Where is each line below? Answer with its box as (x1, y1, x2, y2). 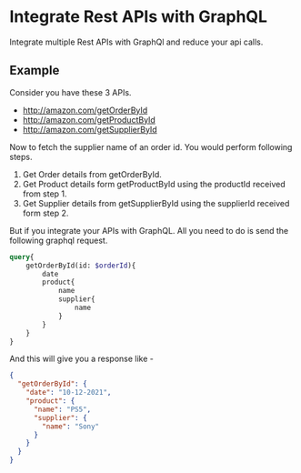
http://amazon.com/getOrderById (22, 105, 148, 116)
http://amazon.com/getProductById (22, 114, 156, 125)
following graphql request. (9, 235, 108, 246)
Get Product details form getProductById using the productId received (22, 178, 286, 189)
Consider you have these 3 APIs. (9, 86, 132, 97)
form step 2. (22, 207, 69, 218)
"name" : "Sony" (42, 421, 100, 431)
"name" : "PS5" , (33, 405, 92, 414)
